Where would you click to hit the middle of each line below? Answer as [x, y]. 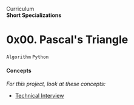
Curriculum [20, 9]
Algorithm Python [28, 57]
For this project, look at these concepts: [56, 84]
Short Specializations [34, 15]
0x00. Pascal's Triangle [67, 40]
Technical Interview [39, 96]
